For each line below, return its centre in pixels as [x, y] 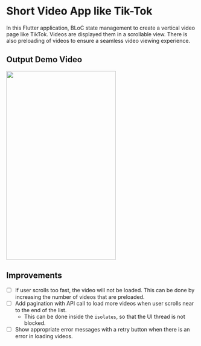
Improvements [34, 276]
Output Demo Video [44, 59]
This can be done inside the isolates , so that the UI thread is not [104, 316]
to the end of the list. [41, 310]
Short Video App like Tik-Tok [79, 11]
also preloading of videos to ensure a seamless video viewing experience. [98, 40]
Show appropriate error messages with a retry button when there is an [102, 329]
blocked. [35, 323]
